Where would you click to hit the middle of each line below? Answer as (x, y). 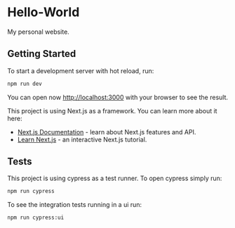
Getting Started (42, 54)
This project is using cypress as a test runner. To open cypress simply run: (115, 178)
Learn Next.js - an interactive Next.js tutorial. (82, 139)
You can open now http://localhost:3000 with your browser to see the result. (118, 97)
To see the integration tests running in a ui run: (75, 205)
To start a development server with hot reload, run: (81, 70)
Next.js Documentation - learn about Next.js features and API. (107, 132)
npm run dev (25, 84)
